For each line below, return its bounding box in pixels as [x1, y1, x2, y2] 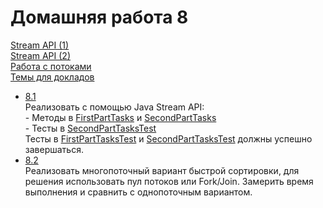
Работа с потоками [10, 60, 92, 72]
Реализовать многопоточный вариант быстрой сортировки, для [24, 164, 300, 176]
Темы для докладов [10, 71, 95, 83]
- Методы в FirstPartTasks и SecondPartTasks [24, 111, 217, 123]
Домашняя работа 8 [10, 6, 189, 29]
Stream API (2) [10, 49, 72, 61]
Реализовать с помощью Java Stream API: [24, 101, 205, 113]
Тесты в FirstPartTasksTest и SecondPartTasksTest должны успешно [24, 132, 313, 145]
